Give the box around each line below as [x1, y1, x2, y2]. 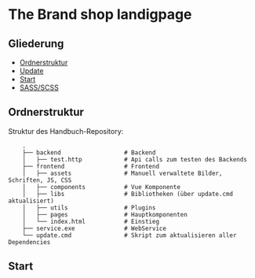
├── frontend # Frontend [22, 162, 159, 170]
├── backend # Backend [22, 148, 156, 157]
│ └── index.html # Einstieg [22, 217, 159, 225]
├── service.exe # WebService [22, 224, 167, 232]
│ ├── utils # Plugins [22, 203, 156, 212]
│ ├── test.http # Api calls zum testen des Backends [22, 155, 247, 163]
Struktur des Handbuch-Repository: [8, 126, 124, 135]
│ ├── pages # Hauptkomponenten [22, 210, 188, 218]
